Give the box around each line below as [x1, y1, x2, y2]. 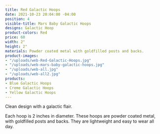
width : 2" [5, 40, 26, 45]
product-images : [5, 53, 38, 58]
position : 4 [5, 16, 30, 21]
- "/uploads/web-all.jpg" [5, 67, 58, 72]
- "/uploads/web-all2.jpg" [5, 72, 61, 77]
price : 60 [5, 35, 26, 40]
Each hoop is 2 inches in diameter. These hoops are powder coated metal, [5, 113, 156, 119]
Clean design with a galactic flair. [5, 103, 72, 109]
